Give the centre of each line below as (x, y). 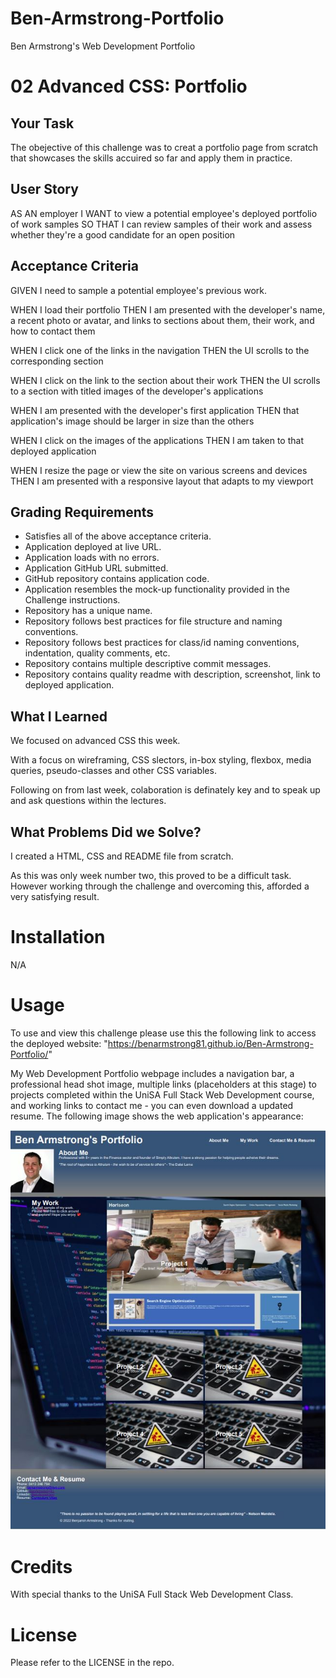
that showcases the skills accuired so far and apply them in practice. (151, 158)
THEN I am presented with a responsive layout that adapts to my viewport (162, 481)
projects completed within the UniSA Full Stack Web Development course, (162, 1094)
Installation (58, 937)
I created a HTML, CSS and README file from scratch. (122, 856)
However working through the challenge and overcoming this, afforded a (160, 886)
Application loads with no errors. (92, 558)
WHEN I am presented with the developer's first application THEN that (155, 410)
